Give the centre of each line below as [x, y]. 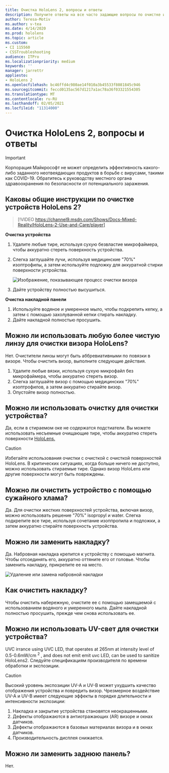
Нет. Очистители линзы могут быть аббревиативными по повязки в [78, 356]
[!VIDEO [26, 219]
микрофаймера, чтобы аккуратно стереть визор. [65, 376]
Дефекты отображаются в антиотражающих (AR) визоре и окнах [82, 717]
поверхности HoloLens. [30, 439]
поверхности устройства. [40, 270]
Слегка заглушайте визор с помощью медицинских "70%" [76, 381]
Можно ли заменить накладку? [57, 542]
